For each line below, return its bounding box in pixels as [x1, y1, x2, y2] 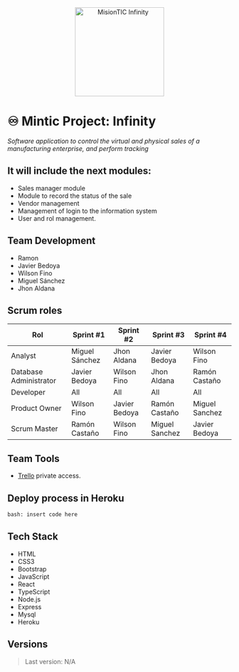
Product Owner [11, 404, 62, 414]
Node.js [17, 594, 41, 604]
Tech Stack [7, 530, 58, 543]
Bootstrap [17, 565, 47, 573]
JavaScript [17, 572, 50, 581]
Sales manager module [17, 184, 85, 192]
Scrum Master [11, 424, 58, 434]
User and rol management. [17, 214, 96, 223]
